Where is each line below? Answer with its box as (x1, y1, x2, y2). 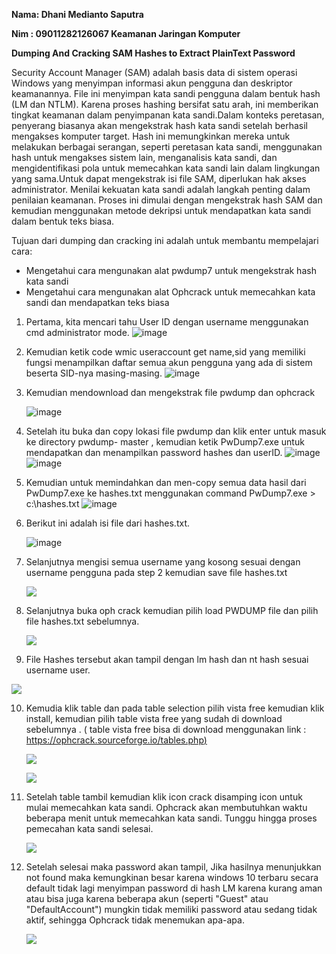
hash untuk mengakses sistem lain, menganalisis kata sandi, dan (11, 152, 278, 163)
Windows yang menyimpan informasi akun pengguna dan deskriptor (11, 77, 293, 89)
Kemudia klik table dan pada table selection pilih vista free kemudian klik (25, 702, 325, 714)
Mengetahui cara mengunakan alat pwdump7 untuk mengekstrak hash (25, 265, 317, 276)
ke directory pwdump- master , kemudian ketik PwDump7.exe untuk (25, 436, 305, 448)
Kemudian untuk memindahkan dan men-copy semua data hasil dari (25, 477, 307, 488)
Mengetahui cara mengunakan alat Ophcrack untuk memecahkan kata (25, 286, 316, 298)
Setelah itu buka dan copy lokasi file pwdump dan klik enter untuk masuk (25, 425, 327, 437)
